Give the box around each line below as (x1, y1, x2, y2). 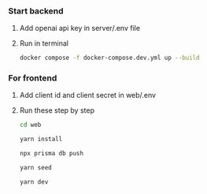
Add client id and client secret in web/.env (19, 91, 156, 100)
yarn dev (19, 177, 49, 186)
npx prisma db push (19, 150, 84, 158)
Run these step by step (19, 106, 94, 115)
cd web (19, 121, 42, 129)
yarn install (19, 136, 63, 144)
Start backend (8, 6, 65, 17)
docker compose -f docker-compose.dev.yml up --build (19, 54, 200, 62)
